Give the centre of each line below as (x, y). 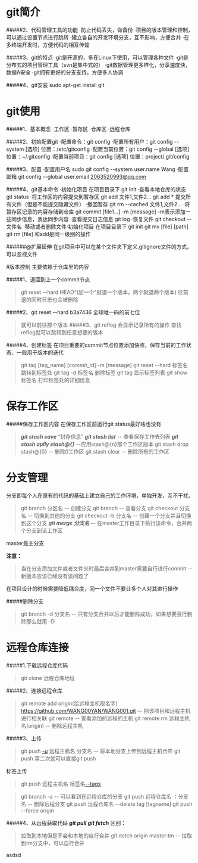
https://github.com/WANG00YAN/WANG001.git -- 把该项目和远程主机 (106, 710)
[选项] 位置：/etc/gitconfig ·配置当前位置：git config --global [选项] (107, 149)
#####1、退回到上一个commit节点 (48, 279)
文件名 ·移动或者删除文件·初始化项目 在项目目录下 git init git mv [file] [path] (98, 226)
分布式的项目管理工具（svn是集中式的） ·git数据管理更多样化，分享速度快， (99, 65)
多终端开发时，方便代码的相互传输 (48, 45)
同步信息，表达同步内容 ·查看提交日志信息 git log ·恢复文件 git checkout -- (101, 219)
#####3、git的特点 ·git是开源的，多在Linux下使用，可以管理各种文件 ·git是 (98, 57)
